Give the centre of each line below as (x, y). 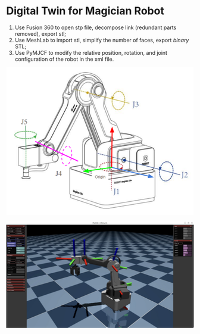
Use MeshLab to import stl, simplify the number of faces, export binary (102, 40)
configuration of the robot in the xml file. (64, 59)
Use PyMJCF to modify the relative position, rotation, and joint (91, 52)
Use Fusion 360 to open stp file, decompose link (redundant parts (96, 27)
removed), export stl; (40, 33)
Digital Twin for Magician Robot (85, 11)
